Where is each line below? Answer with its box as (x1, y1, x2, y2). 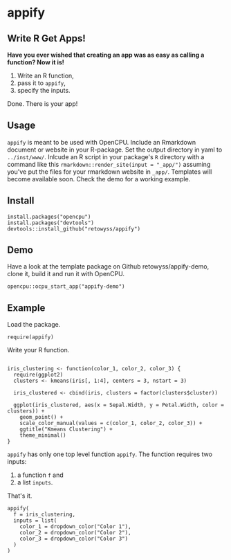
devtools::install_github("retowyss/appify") (7, 225, 140, 233)
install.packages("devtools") (7, 219, 95, 226)
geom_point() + (19, 414, 64, 421)
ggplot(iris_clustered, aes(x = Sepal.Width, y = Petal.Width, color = (13, 401, 225, 409)
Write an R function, (17, 71, 74, 80)
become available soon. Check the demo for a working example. (7, 174, 191, 183)
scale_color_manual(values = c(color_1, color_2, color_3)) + (19, 420, 203, 427)
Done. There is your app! (7, 100, 78, 108)
